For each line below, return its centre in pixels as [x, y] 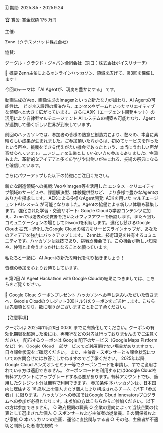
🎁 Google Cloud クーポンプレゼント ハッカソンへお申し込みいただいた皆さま [81, 295]
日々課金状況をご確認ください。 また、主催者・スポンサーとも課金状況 [76, 352]
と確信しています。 [24, 165]
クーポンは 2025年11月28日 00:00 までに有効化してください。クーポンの [78, 328]
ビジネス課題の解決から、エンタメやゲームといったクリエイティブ [89, 106]
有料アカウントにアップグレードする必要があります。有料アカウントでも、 [80, 377]
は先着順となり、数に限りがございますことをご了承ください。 [67, 307]
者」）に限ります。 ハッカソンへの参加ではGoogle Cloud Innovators [72, 395]
